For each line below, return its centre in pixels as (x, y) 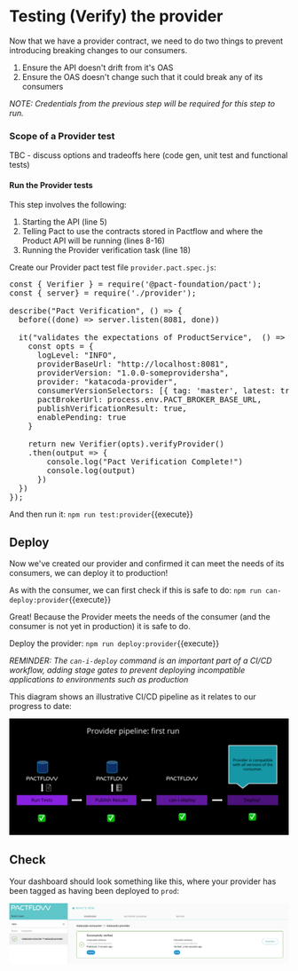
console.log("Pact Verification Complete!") (145, 462)
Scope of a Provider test (62, 136)
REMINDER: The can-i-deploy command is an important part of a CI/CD (141, 661)
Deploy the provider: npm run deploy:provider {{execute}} (114, 643)
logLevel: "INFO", (77, 355)
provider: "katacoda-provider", (107, 382)
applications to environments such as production (99, 680)
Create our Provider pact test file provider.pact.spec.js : (113, 267)
